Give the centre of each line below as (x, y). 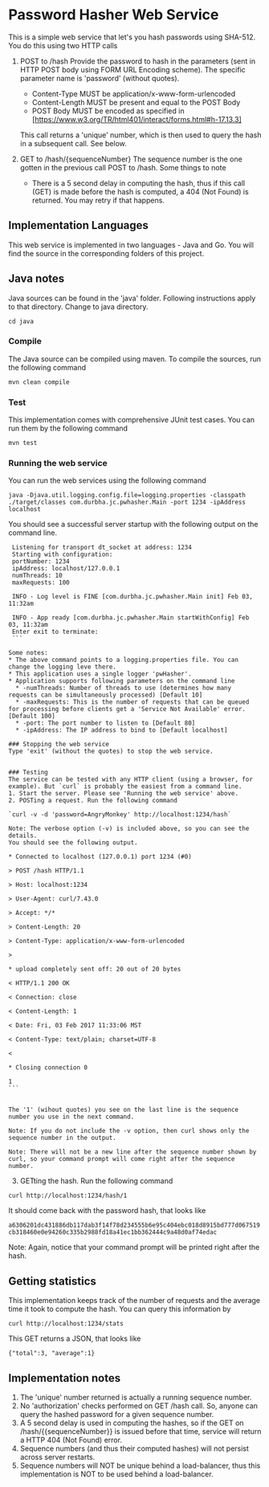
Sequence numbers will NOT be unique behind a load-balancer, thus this (140, 1466)
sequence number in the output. (62, 1138)
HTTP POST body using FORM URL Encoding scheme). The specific (133, 69)
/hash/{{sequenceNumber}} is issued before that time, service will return (141, 1432)
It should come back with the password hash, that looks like (107, 1211)
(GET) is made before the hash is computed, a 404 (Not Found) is (140, 191)
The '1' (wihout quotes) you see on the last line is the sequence (124, 1110)
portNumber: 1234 (41, 562)
